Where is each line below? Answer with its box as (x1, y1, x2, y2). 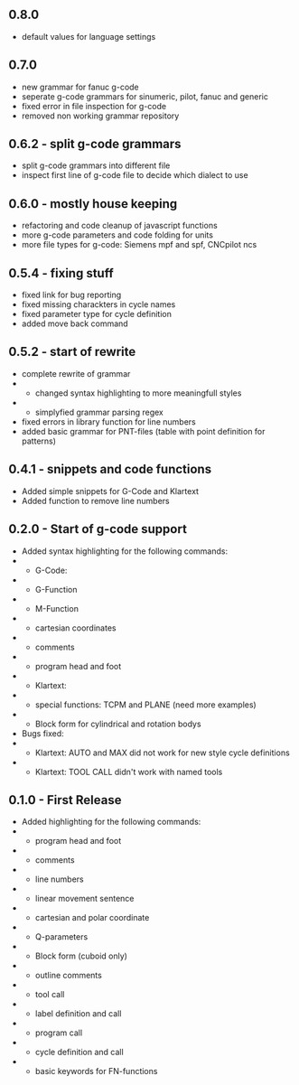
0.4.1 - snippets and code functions (8, 462, 212, 477)
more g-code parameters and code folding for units (21, 229, 214, 240)
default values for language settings (21, 31, 156, 42)
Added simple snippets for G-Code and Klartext (21, 485, 200, 496)
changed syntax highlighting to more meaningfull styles (34, 388, 242, 398)
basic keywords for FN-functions (34, 1066, 158, 1077)
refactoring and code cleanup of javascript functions (21, 220, 218, 231)
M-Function (34, 603, 79, 613)
